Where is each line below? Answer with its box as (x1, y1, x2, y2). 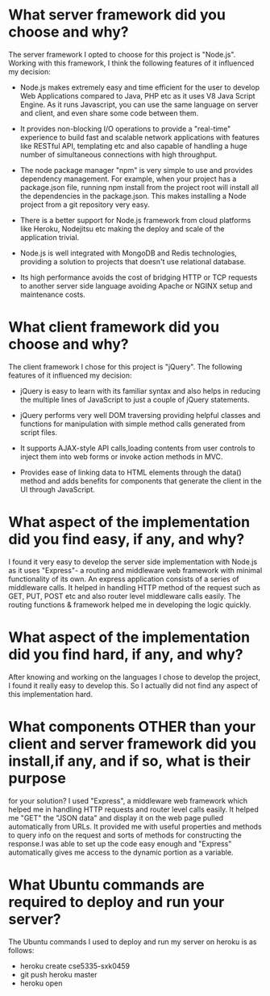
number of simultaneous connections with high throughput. (19, 150, 218, 159)
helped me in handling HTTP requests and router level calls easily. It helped (8, 804, 260, 814)
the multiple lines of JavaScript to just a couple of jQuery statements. (19, 395, 250, 404)
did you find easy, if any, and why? (8, 530, 245, 549)
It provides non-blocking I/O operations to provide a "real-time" (19, 124, 231, 133)
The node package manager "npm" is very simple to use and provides (19, 165, 253, 175)
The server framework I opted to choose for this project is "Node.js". (8, 49, 236, 59)
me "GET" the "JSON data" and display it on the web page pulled (8, 812, 224, 822)
